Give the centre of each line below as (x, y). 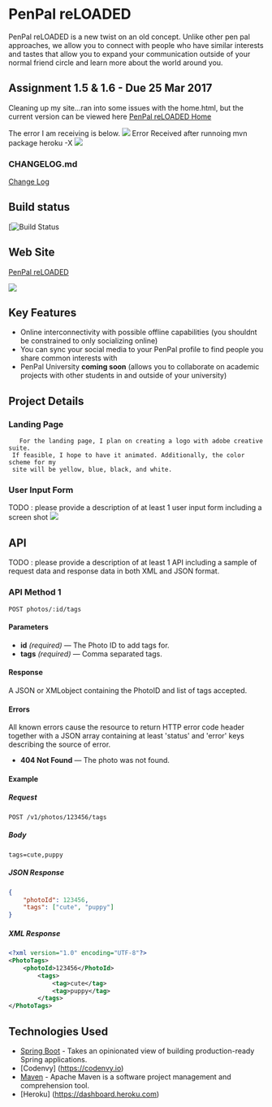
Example (24, 778)
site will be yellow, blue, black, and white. (92, 470)
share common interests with (69, 358)
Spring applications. (54, 1059)
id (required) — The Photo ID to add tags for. (95, 645)
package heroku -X (41, 142)
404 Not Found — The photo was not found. (95, 761)
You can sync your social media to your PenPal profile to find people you (142, 350)
